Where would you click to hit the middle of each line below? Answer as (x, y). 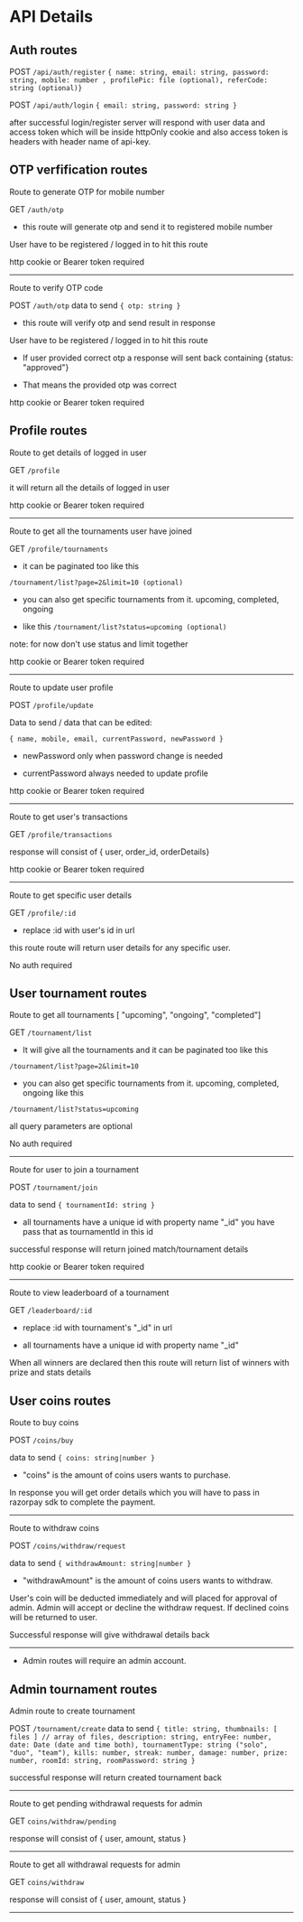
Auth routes (44, 50)
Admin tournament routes (83, 1689)
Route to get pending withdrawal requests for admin (106, 1804)
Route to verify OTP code (56, 287)
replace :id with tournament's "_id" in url (97, 1328)
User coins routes (60, 1400)
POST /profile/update (51, 704)
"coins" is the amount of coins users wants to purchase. (127, 1475)
